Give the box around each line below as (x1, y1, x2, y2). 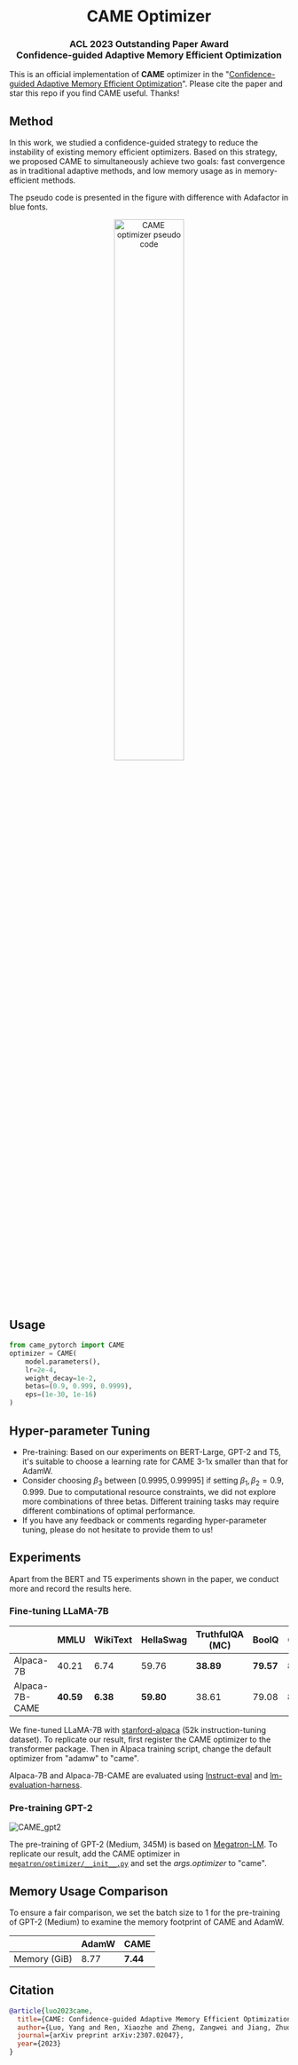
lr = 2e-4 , (25, 1365, 58, 1374)
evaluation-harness (9, 1779, 80, 1790)
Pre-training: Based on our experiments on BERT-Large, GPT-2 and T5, (21, 1446, 281, 1457)
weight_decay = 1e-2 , (25, 1373, 98, 1382)
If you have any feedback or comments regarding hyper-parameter (21, 1515, 268, 1525)
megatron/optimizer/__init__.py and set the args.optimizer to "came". (9, 1858, 268, 1869)
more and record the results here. (9, 1583, 132, 1594)
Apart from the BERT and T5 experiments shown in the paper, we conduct (9, 1573, 279, 1584)
